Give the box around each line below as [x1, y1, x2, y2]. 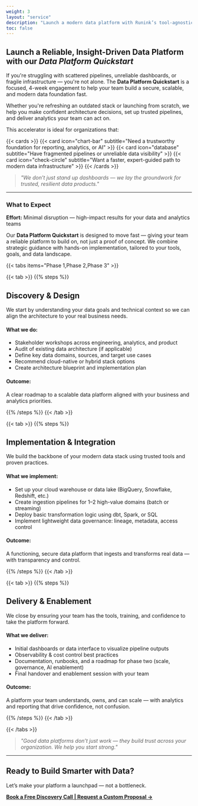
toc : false [6, 25, 33, 31]
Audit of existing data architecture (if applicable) [14, 345, 133, 353]
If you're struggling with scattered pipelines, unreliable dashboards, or [6, 72, 177, 79]
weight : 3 [6, 8, 31, 15]
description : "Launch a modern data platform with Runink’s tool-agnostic [6, 19, 194, 25]
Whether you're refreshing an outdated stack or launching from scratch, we [6, 102, 190, 109]
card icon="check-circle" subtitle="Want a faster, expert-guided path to [6, 156, 181, 164]
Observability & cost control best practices [14, 651, 119, 658]
